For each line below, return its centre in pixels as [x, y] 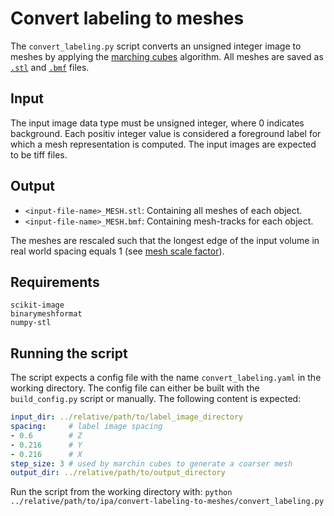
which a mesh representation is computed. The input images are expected [163, 144]
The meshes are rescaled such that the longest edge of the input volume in [165, 240]
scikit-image [37, 305]
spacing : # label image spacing [86, 427]
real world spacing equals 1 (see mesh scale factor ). [117, 251]
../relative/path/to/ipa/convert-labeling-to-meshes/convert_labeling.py [167, 502]
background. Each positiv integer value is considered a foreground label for [166, 133]
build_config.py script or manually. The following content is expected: [156, 399]
